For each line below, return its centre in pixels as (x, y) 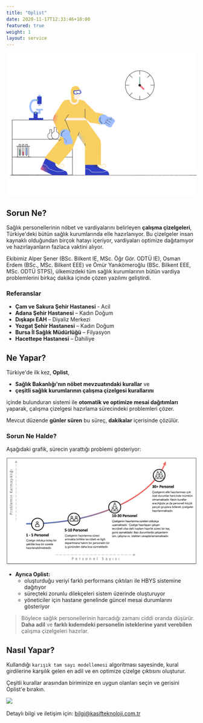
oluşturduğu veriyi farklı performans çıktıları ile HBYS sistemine (102, 581)
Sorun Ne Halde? (32, 436)
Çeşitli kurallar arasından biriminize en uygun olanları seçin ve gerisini (93, 683)
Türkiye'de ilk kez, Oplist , (38, 373)
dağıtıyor (35, 587)
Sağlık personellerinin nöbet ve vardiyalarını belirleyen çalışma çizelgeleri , (99, 227)
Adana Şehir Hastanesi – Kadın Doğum (64, 313)
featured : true (25, 25)
